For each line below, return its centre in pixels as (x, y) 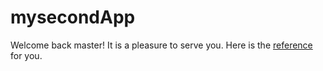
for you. (26, 55)
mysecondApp (73, 17)
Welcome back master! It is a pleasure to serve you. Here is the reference (161, 45)
